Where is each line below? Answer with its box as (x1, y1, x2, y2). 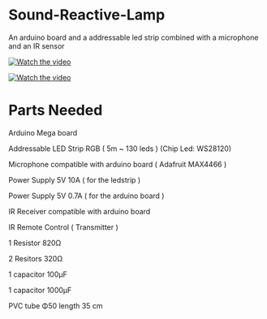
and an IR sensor (8, 41, 65, 50)
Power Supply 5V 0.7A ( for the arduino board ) (8, 191, 165, 200)
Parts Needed (8, 101, 103, 119)
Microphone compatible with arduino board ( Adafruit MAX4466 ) (8, 159, 227, 169)
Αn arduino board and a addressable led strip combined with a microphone (8, 32, 259, 42)
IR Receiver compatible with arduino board (8, 206, 151, 216)
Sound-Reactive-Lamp (8, 6, 166, 24)
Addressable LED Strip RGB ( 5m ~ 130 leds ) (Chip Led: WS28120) (8, 144, 232, 153)
